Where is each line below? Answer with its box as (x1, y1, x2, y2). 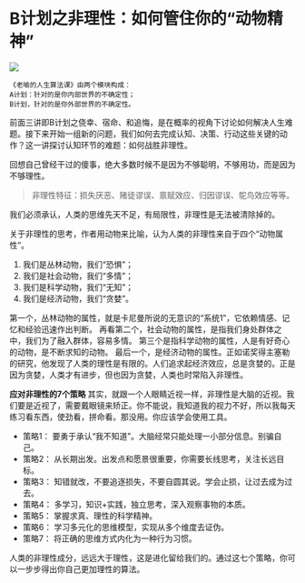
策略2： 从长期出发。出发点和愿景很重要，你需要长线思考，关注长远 (22, 453, 277, 464)
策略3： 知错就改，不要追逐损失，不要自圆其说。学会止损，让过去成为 (22, 476, 285, 487)
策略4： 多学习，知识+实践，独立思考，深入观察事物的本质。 (22, 498, 251, 509)
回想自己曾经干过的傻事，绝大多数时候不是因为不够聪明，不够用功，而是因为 (9, 158, 296, 169)
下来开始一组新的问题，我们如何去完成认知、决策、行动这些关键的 (33, 128, 280, 139)
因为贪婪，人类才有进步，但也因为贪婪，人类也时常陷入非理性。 (9, 369, 248, 380)
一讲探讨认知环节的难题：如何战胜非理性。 (33, 139, 192, 150)
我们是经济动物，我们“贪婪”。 (22, 293, 134, 304)
